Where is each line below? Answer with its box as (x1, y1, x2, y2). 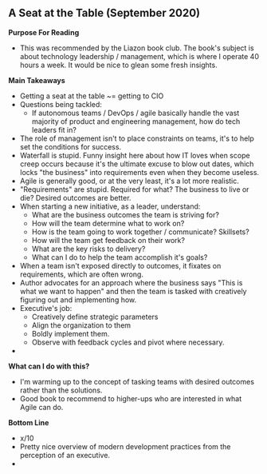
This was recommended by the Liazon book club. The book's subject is (19, 43, 254, 53)
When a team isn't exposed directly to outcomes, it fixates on (19, 261, 222, 270)
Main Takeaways (8, 75, 65, 85)
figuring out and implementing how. (19, 295, 137, 305)
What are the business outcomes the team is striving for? (31, 209, 219, 219)
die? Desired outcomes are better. (19, 193, 132, 202)
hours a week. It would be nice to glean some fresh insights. (19, 60, 218, 70)
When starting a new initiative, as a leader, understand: (19, 201, 201, 211)
